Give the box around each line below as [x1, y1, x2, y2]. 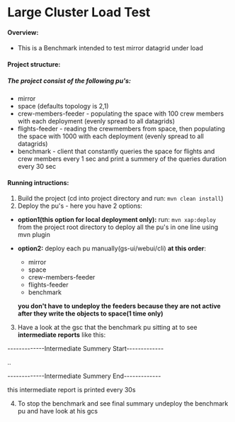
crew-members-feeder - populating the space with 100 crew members [17, 109, 224, 118]
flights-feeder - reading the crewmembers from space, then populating [17, 124, 225, 133]
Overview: [7, 28, 39, 36]
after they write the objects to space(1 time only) [17, 309, 164, 318]
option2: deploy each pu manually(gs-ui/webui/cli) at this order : [17, 244, 207, 252]
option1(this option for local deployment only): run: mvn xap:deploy [17, 216, 217, 224]
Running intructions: [7, 178, 69, 187]
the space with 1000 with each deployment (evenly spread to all [17, 132, 204, 140]
